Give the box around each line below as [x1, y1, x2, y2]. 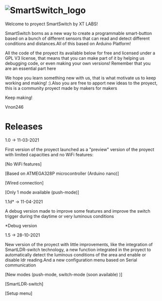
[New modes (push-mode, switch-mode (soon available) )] [5, 271, 123, 277]
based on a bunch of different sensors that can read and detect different [5, 35, 150, 41]
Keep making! [5, 95, 32, 100]
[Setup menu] [5, 290, 32, 296]
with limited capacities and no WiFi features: [5, 151, 94, 157]
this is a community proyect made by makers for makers [5, 85, 117, 91]
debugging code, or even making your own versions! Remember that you [5, 60, 151, 66]
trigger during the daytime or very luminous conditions [5, 213, 114, 219]
